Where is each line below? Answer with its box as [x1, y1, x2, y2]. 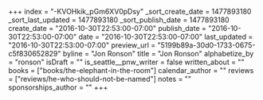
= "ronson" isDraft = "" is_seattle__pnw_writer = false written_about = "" [8, 57, 245, 67]
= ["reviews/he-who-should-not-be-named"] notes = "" [8, 75, 192, 83]
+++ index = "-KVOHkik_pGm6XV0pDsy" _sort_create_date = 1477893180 [8, 7, 252, 16]
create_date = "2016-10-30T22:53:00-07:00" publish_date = [8, 24, 207, 33]
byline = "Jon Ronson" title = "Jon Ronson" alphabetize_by [62, 49, 254, 58]
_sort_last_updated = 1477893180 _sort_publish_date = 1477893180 [8, 15, 230, 25]
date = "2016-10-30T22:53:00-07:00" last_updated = [78, 32, 253, 41]
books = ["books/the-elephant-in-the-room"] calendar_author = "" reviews [8, 66, 254, 75]
